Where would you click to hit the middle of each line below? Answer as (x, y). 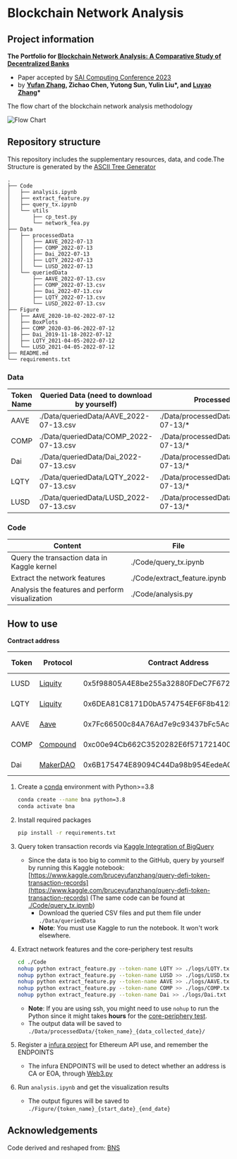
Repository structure (54, 142)
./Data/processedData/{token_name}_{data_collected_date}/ (117, 1032)
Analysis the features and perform (67, 590)
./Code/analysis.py (162, 594)
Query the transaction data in (59, 558)
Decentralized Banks (38, 64)
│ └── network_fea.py (49, 223)
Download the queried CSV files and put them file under (120, 913)
